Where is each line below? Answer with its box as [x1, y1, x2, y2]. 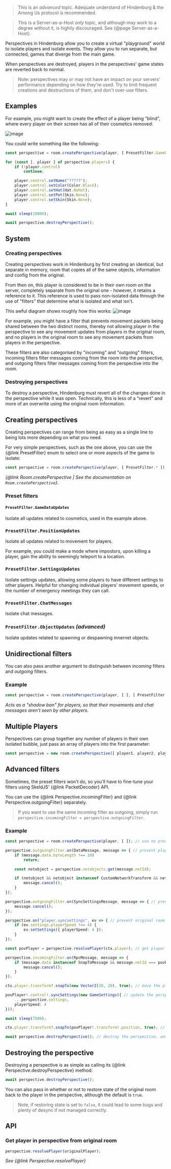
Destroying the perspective [5, 1048, 94, 1057]
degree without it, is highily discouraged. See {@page [17, 25, 131, 31]
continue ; [23, 169, 44, 174]
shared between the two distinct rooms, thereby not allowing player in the [5, 323, 160, 329]
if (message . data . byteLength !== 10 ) [14, 853, 95, 858]
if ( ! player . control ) [14, 164, 60, 170]
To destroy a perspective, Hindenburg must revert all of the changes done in [5, 390, 165, 396]
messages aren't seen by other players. [5, 708, 89, 714]
